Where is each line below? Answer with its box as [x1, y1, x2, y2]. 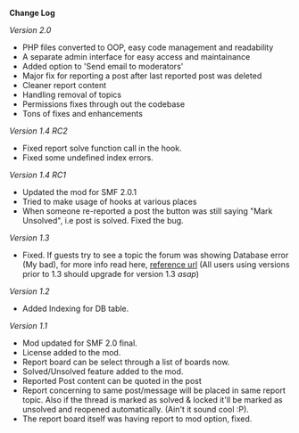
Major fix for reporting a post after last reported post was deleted [21, 70, 262, 81]
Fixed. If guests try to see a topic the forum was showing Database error [21, 249, 289, 260]
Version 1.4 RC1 [9, 169, 67, 180]
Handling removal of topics [21, 89, 122, 100]
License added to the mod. [21, 347, 121, 357]
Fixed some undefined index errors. [21, 152, 154, 163]
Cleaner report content [21, 80, 107, 90]
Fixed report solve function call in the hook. [21, 143, 182, 153]
